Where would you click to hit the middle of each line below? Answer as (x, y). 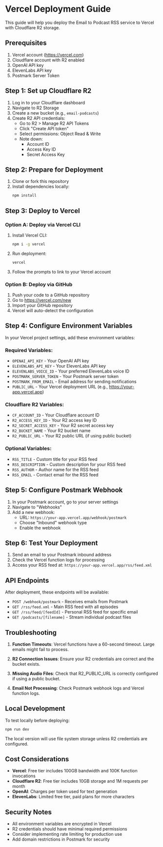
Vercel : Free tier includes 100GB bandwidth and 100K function (75, 771)
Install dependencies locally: (41, 187)
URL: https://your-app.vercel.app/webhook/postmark (73, 517)
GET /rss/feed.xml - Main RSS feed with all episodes (65, 607)
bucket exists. (26, 664)
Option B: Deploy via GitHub (39, 284)
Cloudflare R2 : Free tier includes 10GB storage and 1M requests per (80, 781)
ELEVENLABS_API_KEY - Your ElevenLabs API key (59, 366)
